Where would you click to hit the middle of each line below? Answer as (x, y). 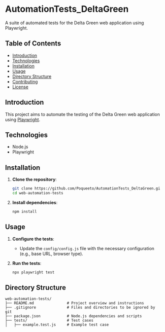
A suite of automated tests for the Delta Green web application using (75, 23)
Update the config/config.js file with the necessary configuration (87, 248)
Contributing (25, 81)
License (20, 87)
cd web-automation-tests (38, 193)
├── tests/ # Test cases (49, 321)
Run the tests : (27, 263)
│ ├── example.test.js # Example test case (57, 325)
